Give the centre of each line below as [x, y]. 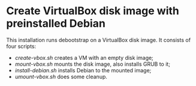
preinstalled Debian [56, 23]
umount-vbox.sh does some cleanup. [61, 77]
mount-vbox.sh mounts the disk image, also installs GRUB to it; [93, 64]
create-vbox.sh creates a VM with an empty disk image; [84, 58]
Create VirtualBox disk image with [93, 11]
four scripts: [21, 46]
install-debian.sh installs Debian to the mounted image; [83, 70]
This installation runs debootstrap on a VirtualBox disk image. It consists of [98, 40]
